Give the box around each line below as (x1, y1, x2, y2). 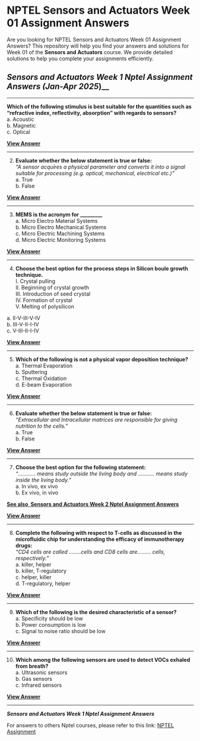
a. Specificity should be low (15, 615, 84, 622)
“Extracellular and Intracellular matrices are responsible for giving (15, 416, 177, 423)
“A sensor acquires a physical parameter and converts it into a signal (15, 163, 186, 170)
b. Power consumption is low (15, 621, 87, 628)
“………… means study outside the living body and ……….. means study (15, 470, 188, 477)
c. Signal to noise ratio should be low (15, 627, 106, 634)
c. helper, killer (15, 573, 52, 581)
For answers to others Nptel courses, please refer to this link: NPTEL (7, 721, 174, 728)
